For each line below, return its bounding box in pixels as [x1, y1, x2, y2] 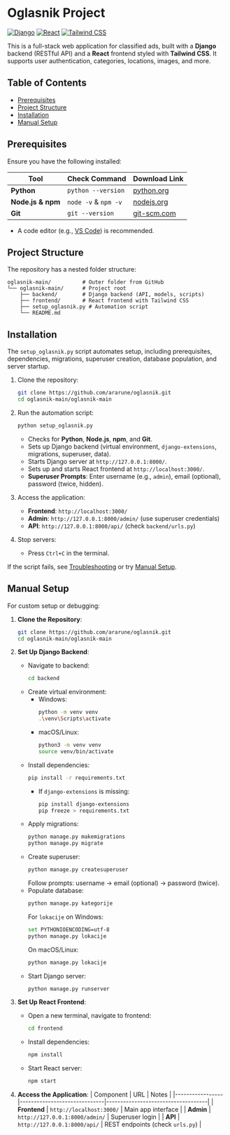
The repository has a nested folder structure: [7, 265, 136, 274]
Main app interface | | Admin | [124, 1106, 211, 1113]
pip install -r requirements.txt [27, 774, 126, 781]
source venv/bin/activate [38, 748, 114, 755]
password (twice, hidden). [27, 479, 103, 488]
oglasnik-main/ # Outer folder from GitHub [7, 279, 164, 286]
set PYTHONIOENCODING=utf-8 [27, 926, 110, 933]
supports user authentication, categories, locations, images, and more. [7, 56, 211, 65]
